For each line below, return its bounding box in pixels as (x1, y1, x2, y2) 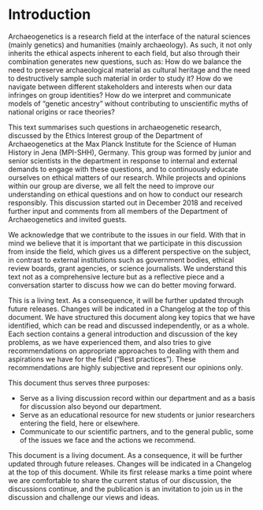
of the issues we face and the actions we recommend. (19, 435, 196, 444)
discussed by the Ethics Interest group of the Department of (8, 130, 203, 140)
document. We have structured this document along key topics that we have (8, 312, 256, 321)
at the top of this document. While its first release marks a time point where (8, 467, 253, 477)
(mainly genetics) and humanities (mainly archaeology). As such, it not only (8, 39, 253, 49)
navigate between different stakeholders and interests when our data (8, 81, 232, 92)
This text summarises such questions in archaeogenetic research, (8, 122, 222, 132)
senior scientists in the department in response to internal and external (8, 156, 238, 165)
